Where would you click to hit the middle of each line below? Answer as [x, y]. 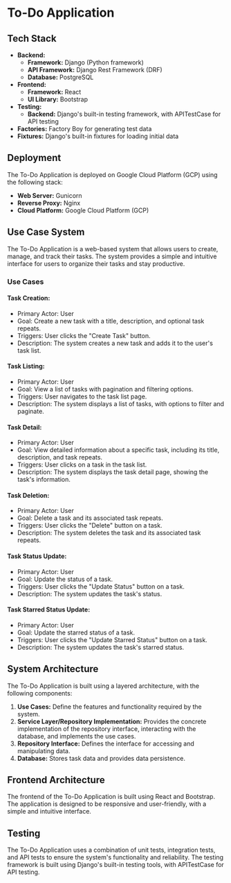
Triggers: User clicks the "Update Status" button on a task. [101, 586]
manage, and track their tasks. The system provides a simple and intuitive [112, 256]
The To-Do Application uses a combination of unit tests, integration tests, [111, 850]
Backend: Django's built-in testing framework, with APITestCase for [124, 114]
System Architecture [53, 669]
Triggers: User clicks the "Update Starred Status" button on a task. [112, 639]
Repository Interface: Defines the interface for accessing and [106, 743]
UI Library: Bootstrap [58, 99]
